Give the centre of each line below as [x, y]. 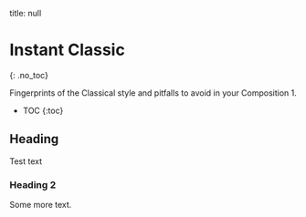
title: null [26, 13]
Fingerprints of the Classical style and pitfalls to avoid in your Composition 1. [153, 93]
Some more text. [41, 205]
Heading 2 [33, 184]
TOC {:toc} [43, 110]
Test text [26, 161]
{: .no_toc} [29, 75]
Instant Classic [67, 50]
